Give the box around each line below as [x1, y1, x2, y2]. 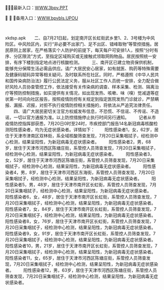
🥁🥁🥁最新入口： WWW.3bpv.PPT [5, 5, 68, 10]
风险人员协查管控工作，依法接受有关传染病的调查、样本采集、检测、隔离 [9, 84, 155, 89]
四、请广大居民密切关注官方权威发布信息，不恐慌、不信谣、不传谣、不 [13, 109, 155, 114]
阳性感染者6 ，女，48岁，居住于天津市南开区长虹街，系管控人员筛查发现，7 [5, 194, 157, 200]
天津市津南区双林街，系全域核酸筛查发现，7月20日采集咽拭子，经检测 [13, 133, 154, 138]
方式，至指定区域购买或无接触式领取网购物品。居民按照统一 [32, 53, 153, 59]
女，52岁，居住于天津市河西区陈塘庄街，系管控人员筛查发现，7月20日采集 [5, 157, 155, 163]
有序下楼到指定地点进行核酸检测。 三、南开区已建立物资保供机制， [13, 60, 156, 65]
